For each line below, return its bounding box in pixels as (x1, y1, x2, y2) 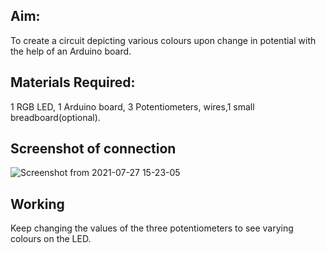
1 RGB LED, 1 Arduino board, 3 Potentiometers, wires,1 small (10, 100, 255, 113)
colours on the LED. (10, 233, 92, 245)
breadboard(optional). (10, 111, 101, 123)
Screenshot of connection (10, 140, 177, 158)
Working (10, 195, 65, 213)
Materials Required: (10, 74, 136, 91)
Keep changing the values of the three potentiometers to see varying (10, 222, 294, 234)
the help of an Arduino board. (10, 45, 132, 57)
